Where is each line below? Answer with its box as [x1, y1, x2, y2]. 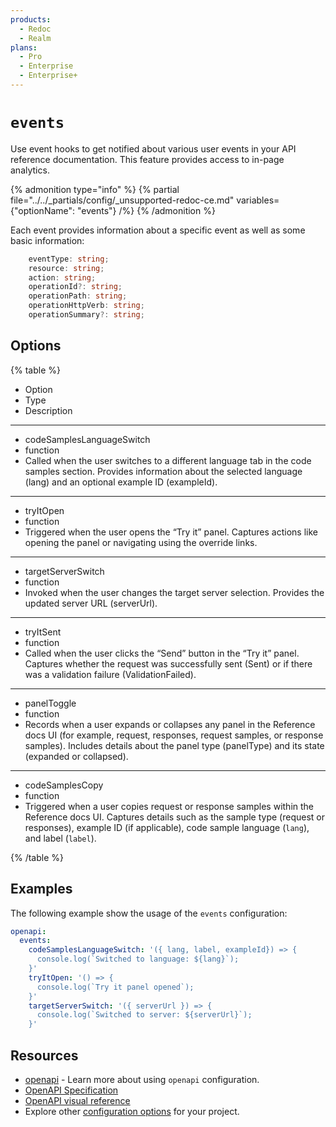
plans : [10, 42, 38, 53]
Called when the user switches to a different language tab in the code [24, 454, 312, 466]
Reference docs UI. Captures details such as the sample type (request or [24, 811, 325, 823]
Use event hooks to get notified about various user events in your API [10, 142, 297, 155]
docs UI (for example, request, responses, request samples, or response [24, 729, 324, 741]
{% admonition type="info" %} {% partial [10, 183, 180, 195]
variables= [236, 194, 280, 206]
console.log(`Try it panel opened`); [36, 982, 195, 992]
